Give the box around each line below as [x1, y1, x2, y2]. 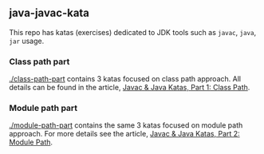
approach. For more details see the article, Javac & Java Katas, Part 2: [9, 129, 240, 139]
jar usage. [9, 36, 45, 45]
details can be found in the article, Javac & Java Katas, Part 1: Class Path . [9, 83, 250, 93]
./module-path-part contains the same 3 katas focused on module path [9, 120, 243, 130]
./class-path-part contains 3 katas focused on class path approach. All [9, 74, 242, 84]
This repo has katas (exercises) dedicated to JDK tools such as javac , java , [9, 27, 257, 37]
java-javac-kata [9, 6, 90, 20]
